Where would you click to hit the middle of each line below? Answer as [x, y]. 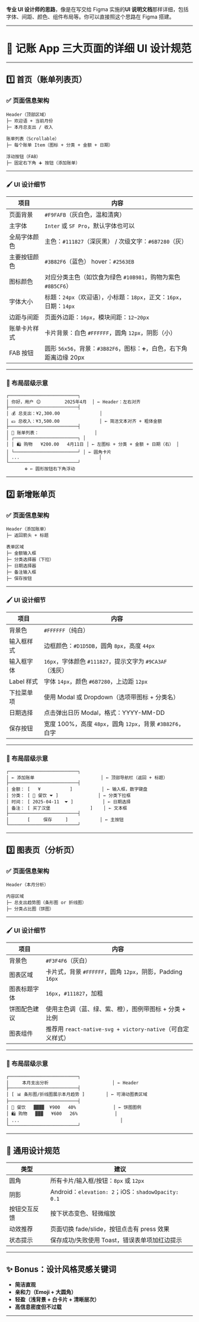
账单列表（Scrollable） [33, 139]
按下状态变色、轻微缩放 [83, 1213]
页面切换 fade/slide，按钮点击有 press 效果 [110, 1229]
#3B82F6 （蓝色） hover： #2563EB [89, 261]
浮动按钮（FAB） [23, 156]
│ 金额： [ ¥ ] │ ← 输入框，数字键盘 [77, 789]
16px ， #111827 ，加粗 [74, 994]
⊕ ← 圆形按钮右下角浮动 [50, 469]
